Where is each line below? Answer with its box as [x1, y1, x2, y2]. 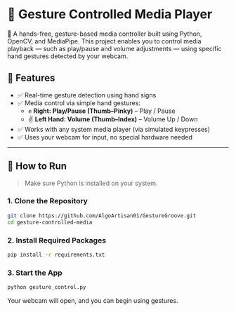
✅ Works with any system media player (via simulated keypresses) [17, 125, 211, 133]
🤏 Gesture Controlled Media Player [7, 6, 213, 22]
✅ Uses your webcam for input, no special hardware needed [17, 133, 193, 141]
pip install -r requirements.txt [7, 251, 105, 258]
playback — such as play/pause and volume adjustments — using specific [7, 44, 222, 53]
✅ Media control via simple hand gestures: [17, 98, 140, 107]
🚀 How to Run [7, 161, 67, 172]
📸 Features [7, 72, 55, 84]
